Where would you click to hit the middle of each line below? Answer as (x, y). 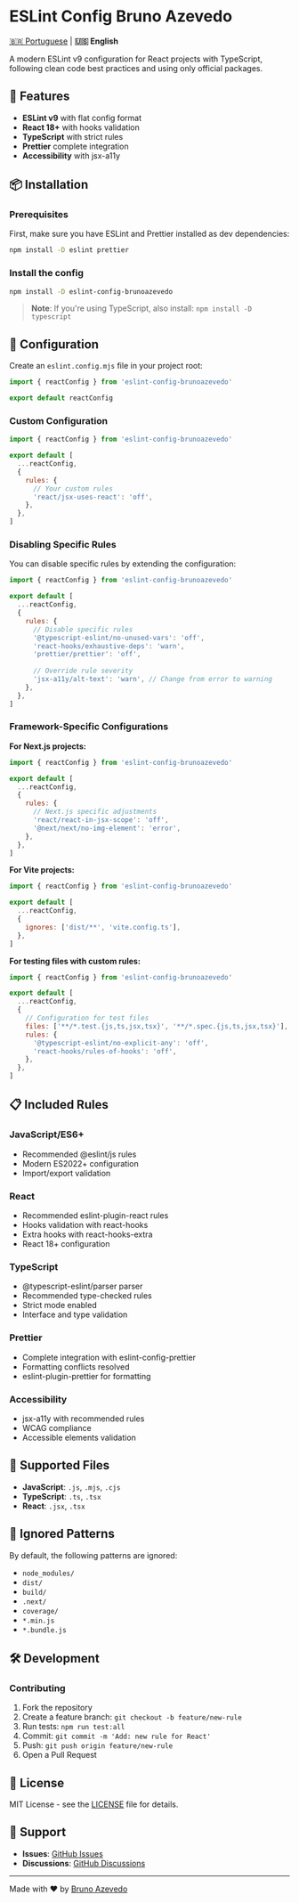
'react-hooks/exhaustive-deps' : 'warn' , (109, 646)
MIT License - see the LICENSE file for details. (94, 1804)
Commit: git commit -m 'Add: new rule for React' (117, 1736)
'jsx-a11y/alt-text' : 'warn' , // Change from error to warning (153, 679)
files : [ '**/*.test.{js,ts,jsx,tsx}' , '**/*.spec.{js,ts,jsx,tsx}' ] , (157, 1026)
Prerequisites (39, 215)
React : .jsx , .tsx (54, 1506)
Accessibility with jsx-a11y (71, 155)
